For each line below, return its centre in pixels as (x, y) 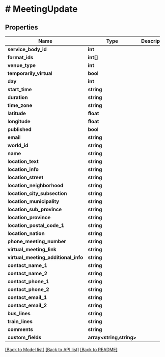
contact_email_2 (27, 305)
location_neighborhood (36, 185)
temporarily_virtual (30, 73)
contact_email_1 (27, 297)
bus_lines (19, 313)
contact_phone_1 (28, 281)
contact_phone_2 (28, 289)
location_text (23, 161)
